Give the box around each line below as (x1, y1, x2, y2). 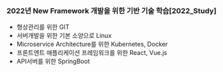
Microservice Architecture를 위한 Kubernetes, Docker (16, 40, 168, 49)
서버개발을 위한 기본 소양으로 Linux (16, 32, 112, 40)
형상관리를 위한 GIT (16, 23, 70, 32)
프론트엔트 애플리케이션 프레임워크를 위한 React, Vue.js (16, 49, 168, 57)
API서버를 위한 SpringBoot (16, 57, 91, 66)
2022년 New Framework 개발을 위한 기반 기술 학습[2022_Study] (6, 5, 217, 15)
